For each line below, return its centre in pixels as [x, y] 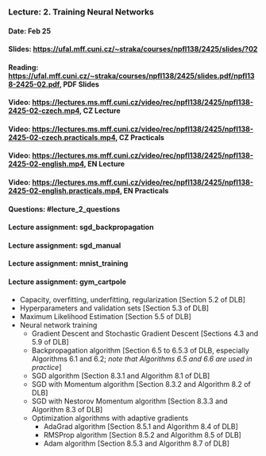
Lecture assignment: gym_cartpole [67, 282]
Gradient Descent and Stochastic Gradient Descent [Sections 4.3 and [145, 333]
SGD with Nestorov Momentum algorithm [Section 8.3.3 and [129, 401]
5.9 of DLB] [50, 341]
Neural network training [58, 325]
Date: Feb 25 [30, 31]
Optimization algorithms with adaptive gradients [110, 418]
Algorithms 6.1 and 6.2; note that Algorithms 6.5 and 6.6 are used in [142, 359]
